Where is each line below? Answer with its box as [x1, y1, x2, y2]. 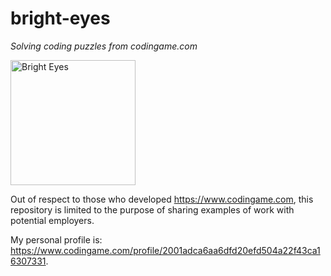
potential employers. [10, 214, 95, 226]
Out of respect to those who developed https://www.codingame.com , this [10, 193, 314, 205]
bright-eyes [10, 7, 111, 30]
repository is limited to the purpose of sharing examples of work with [10, 203, 295, 216]
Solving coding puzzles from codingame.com [10, 40, 198, 52]
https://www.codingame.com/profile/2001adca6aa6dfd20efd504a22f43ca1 [10, 244, 321, 256]
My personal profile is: [10, 233, 103, 246]
